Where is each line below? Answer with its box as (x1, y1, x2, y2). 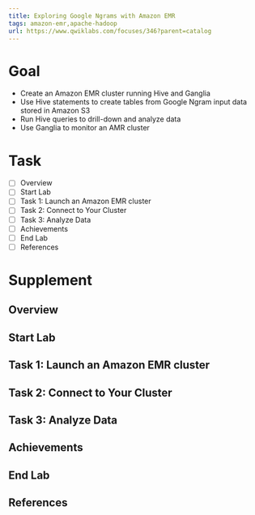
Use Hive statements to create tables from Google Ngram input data (19, 97, 248, 107)
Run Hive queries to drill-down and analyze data (19, 114, 181, 124)
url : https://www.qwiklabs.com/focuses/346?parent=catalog (8, 27, 212, 35)
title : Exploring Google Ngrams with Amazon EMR (8, 11, 176, 20)
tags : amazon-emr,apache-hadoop (8, 19, 117, 28)
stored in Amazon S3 (19, 106, 91, 116)
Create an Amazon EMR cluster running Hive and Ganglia (19, 88, 210, 98)
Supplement (8, 270, 93, 289)
